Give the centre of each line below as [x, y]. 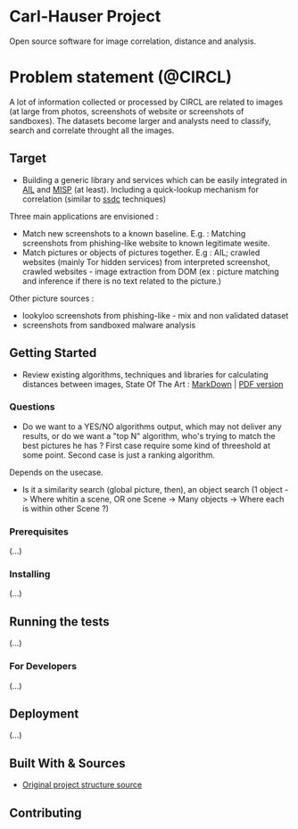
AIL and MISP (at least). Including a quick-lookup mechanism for [140, 189]
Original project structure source [82, 785]
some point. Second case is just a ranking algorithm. [119, 455]
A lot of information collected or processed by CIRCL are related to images [146, 102]
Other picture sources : [52, 298]
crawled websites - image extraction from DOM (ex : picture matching [150, 271]
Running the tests [59, 622]
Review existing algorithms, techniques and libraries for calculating [145, 374]
